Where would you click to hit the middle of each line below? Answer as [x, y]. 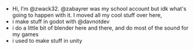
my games [25, 34]
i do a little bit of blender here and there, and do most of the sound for [100, 28]
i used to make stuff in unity [47, 41]
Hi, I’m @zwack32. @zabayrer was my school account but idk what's [99, 9]
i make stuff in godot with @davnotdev [61, 21]
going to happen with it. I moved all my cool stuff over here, [87, 15]
